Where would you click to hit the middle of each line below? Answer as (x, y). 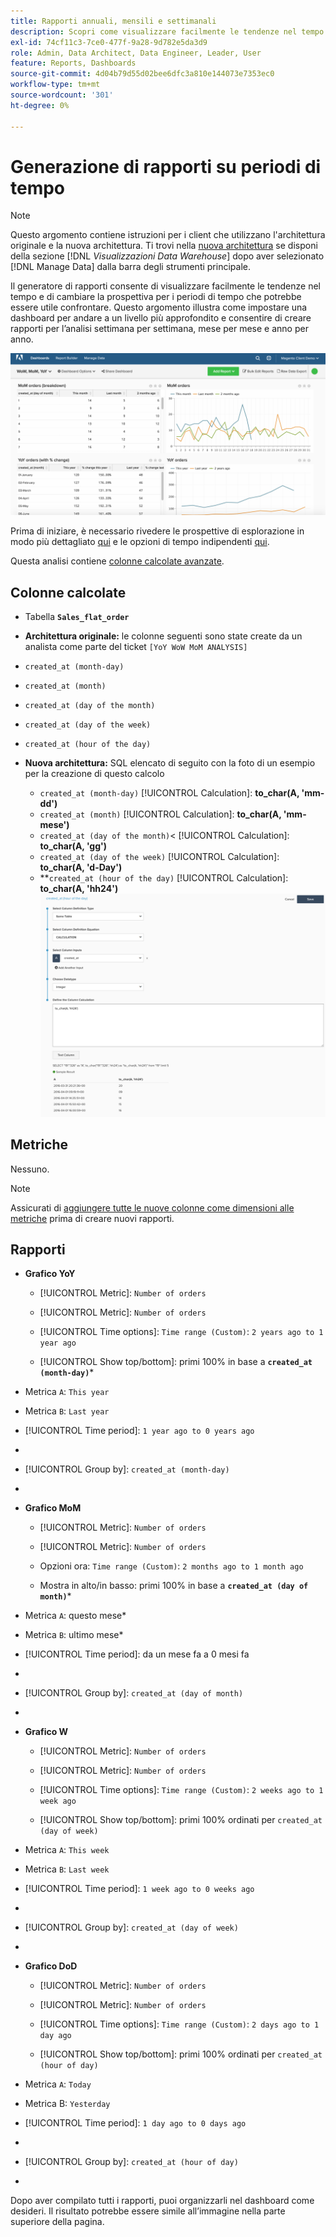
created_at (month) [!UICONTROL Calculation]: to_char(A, (160, 814)
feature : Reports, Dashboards (73, 63)
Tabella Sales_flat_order (77, 617)
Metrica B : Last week (67, 1869)
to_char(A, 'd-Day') (81, 867)
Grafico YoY (50, 1274)
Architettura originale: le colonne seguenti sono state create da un (163, 636)
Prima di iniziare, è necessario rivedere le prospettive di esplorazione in (157, 531)
